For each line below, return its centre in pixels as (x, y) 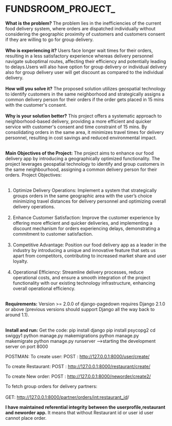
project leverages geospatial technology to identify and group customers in (85, 164)
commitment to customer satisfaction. (53, 234)
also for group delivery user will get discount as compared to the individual (84, 72)
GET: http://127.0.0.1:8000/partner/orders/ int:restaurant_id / (67, 397)
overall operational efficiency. (44, 288)
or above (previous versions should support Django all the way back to (80, 309)
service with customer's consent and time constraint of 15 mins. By (76, 127)
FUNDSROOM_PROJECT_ (60, 9)
